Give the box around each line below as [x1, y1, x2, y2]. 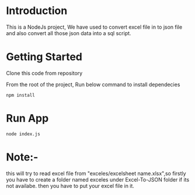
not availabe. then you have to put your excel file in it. [6, 182, 134, 189]
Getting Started [6, 50, 83, 64]
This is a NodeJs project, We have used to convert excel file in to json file [6, 23, 183, 30]
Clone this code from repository [6, 69, 83, 77]
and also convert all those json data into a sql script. [6, 29, 131, 36]
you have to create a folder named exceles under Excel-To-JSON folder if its [6, 176, 190, 183]
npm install [6, 92, 35, 98]
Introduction [6, 4, 68, 18]
